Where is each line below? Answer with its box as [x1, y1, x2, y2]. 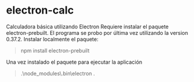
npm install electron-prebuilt [20, 47, 90, 54]
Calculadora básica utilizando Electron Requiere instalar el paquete [6, 23, 169, 30]
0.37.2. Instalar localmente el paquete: [6, 35, 99, 42]
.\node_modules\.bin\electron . [20, 70, 96, 77]
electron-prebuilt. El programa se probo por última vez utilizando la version [6, 29, 189, 36]
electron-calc [6, 4, 74, 17]
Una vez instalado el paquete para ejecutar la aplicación [6, 58, 143, 65]
